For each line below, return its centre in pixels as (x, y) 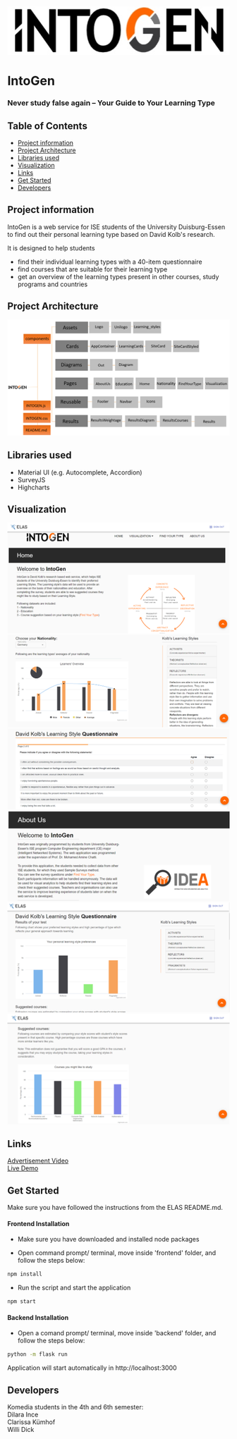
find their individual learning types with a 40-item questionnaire (110, 262)
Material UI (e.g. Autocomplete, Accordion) (80, 472)
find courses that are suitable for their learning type (92, 269)
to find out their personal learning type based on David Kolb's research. (111, 234)
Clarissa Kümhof (31, 1422)
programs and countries (53, 284)
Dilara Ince (23, 1414)
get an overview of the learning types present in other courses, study (118, 276)
